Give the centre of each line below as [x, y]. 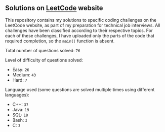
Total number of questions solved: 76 [43, 50]
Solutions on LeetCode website [54, 8]
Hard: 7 [20, 80]
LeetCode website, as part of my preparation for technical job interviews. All [83, 25]
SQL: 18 [20, 115]
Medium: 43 [24, 75]
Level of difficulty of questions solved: [44, 60]
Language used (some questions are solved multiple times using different [80, 89]
